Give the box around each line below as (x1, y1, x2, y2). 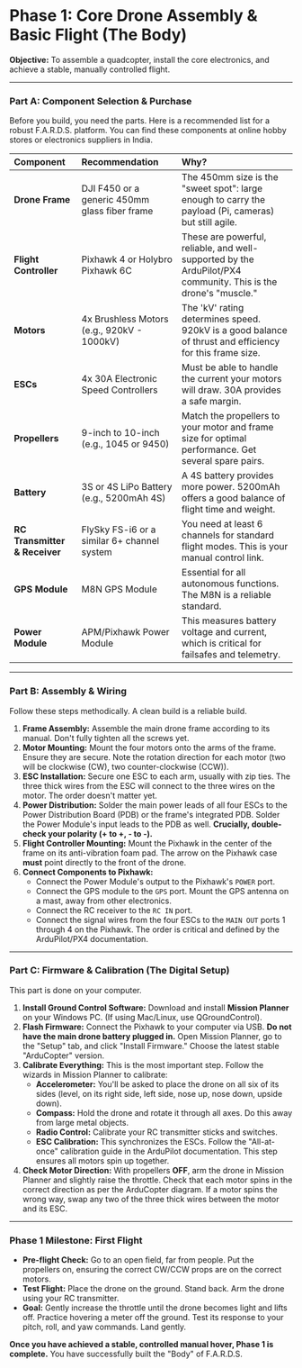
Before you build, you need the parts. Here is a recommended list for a (9, 115, 271, 126)
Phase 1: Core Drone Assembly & (9, 5, 258, 26)
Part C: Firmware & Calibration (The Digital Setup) (9, 965, 230, 977)
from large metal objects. (35, 1117, 129, 1128)
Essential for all (181, 566, 246, 579)
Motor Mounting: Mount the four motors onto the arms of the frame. (22, 742, 277, 753)
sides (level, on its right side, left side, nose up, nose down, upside (35, 1088, 283, 1099)
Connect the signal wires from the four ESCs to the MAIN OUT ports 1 (35, 914, 286, 925)
